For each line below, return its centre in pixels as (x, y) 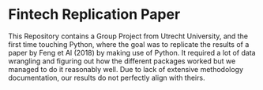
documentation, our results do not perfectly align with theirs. (107, 77)
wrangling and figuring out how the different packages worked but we (122, 61)
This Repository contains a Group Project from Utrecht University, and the (128, 36)
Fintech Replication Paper (94, 14)
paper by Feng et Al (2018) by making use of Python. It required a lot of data (132, 52)
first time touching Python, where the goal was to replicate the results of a (129, 44)
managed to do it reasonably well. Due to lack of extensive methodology (126, 69)
